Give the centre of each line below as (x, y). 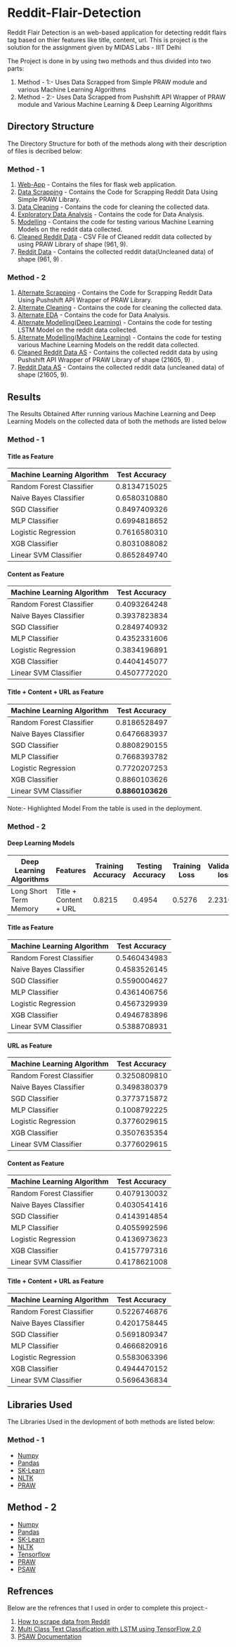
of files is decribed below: (45, 151)
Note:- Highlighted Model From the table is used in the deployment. (105, 808)
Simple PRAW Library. (49, 200)
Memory (25, 908)
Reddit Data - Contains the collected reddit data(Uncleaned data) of (116, 252)
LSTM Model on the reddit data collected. (78, 330)
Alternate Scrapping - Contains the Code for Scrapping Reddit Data (115, 292)
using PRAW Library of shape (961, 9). (73, 245)
